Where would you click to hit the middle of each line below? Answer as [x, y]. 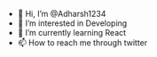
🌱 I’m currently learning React [72, 33]
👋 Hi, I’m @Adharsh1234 [62, 14]
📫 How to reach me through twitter [82, 43]
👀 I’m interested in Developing [72, 23]
